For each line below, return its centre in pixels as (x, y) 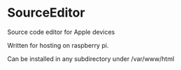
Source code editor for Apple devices (61, 32)
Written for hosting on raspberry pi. (58, 45)
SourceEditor (46, 13)
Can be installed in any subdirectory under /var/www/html (91, 59)
